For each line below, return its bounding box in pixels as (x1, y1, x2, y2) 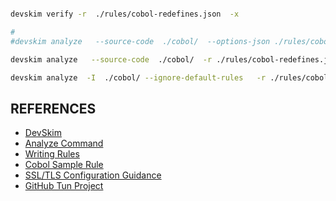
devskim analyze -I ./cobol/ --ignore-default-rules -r (10, 72, 267, 83)
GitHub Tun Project (24, 180, 104, 192)
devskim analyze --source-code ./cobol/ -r (10, 54, 213, 65)
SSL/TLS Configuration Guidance (24, 169, 162, 181)
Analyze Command (24, 137, 104, 150)
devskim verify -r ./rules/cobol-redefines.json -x (10, 9, 240, 19)
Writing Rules (24, 148, 80, 160)
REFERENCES (10, 100, 97, 117)
